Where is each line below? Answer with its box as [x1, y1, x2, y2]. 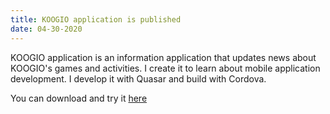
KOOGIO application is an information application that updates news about [10, 51, 317, 63]
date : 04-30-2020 [10, 24, 83, 34]
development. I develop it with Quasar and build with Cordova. [10, 72, 267, 85]
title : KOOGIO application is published [10, 14, 182, 25]
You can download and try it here [10, 92, 148, 104]
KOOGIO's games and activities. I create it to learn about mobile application [10, 62, 321, 74]
